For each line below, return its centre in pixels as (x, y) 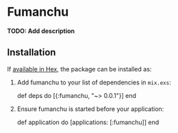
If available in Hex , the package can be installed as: (79, 69)
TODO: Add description (41, 31)
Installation (31, 52)
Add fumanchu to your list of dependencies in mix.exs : (94, 82)
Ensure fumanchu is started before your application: (90, 109)
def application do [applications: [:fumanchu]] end (88, 122)
